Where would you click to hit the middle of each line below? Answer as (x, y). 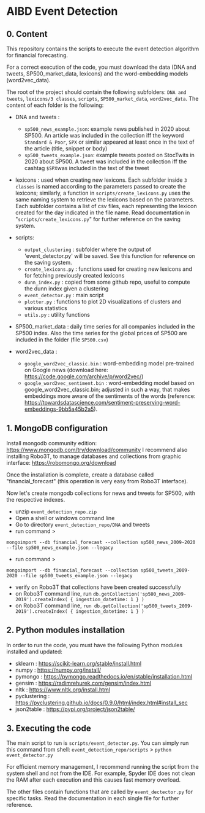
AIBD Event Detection (62, 11)
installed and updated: (35, 652)
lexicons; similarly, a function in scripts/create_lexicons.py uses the (103, 193)
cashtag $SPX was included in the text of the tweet (87, 168)
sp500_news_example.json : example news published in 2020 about (107, 129)
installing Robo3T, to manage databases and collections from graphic (94, 456)
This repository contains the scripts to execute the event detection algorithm (103, 49)
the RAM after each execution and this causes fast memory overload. (94, 780)
